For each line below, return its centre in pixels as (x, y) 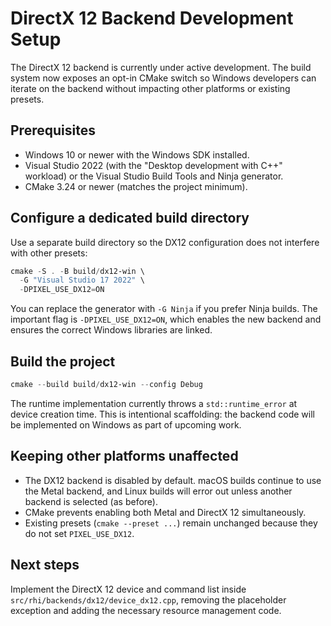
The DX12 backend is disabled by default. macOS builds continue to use (173, 480)
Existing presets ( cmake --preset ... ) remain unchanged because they (171, 523)
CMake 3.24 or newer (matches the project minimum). (136, 186)
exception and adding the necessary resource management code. (146, 610)
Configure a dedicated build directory (130, 218)
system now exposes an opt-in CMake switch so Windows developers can (163, 78)
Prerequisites (53, 130)
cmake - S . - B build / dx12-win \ (77, 271)
